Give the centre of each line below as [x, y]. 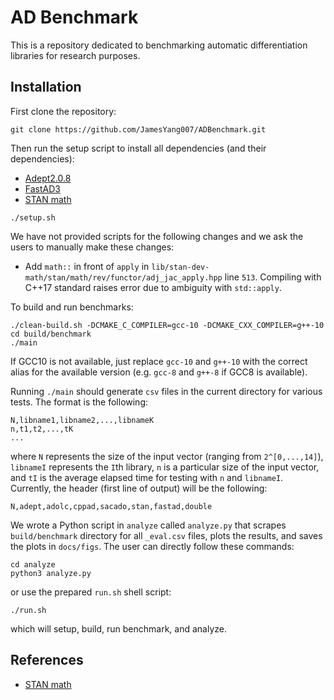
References [47, 660]
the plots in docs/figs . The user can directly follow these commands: [152, 546]
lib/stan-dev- [180, 267]
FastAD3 [42, 188]
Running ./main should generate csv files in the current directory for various [166, 391]
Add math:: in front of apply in [87, 266]
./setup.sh [33, 217]
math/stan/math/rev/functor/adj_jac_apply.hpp [123, 277]
